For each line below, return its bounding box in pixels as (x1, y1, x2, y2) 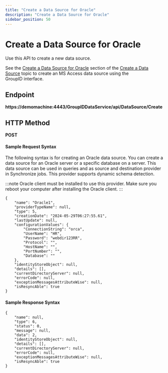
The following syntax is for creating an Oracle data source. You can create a (5, 155, 163, 161)
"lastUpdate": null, (14, 218, 58, 223)
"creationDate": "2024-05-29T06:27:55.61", (14, 213, 107, 219)
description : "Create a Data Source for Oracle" (5, 12, 109, 17)
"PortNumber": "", (23, 249, 62, 254)
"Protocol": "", (23, 240, 58, 245)
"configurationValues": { (14, 222, 69, 227)
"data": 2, (14, 333, 37, 338)
